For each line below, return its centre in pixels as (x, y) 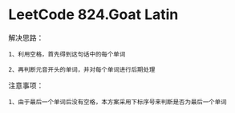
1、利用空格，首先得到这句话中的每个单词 (67, 54)
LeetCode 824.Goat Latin (93, 15)
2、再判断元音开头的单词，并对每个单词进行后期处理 (82, 69)
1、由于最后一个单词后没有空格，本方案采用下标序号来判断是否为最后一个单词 (118, 102)
